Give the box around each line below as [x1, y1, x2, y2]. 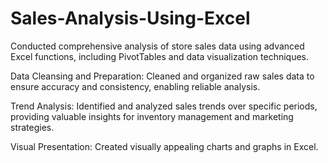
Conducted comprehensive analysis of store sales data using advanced [10, 40, 305, 52]
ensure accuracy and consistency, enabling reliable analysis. [10, 80, 261, 92]
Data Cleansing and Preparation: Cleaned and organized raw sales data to [10, 70, 315, 82]
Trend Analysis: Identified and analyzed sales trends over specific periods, [10, 100, 318, 112]
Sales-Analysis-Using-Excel [10, 7, 251, 30]
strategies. [10, 121, 55, 133]
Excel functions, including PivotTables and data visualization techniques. [10, 50, 310, 62]
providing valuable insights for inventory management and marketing [10, 110, 294, 122]
